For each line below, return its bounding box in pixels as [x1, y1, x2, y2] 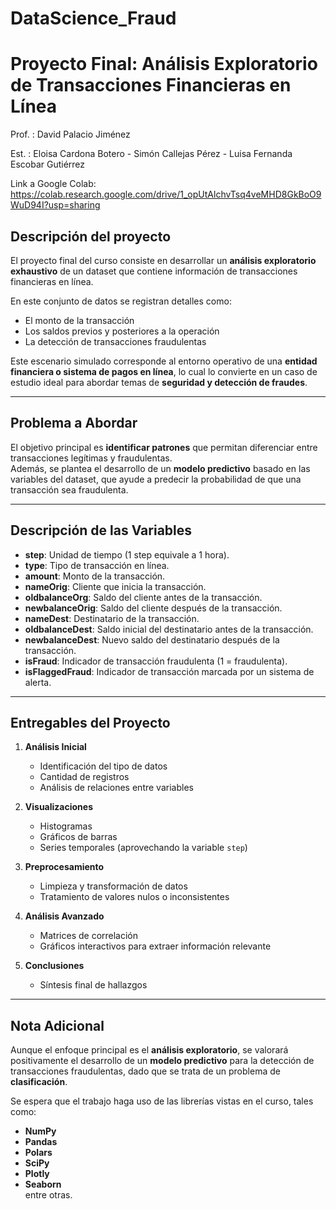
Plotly [24, 1168, 50, 1180]
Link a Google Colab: [10, 178, 97, 190]
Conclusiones [24, 960, 85, 972]
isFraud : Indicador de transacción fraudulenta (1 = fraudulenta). [24, 655, 288, 667]
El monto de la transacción [24, 314, 135, 326]
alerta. [24, 676, 52, 688]
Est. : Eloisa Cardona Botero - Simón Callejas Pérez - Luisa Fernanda [10, 148, 293, 160]
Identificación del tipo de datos [39, 760, 168, 772]
